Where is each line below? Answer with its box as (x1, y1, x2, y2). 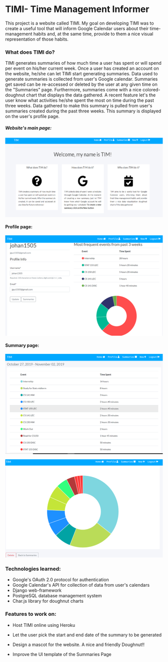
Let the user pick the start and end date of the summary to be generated (12, 631, 162, 638)
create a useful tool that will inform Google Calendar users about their (5, 25, 149, 31)
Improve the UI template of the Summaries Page (12, 651, 111, 657)
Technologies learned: (5, 565, 61, 572)
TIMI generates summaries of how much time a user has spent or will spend (5, 60, 161, 66)
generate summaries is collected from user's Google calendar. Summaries (5, 76, 158, 82)
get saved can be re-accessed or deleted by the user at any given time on (5, 81, 157, 87)
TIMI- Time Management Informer (5, 4, 149, 15)
